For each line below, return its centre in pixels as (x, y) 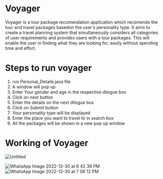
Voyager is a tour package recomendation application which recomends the (81, 22)
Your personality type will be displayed (51, 113)
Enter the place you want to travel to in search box (63, 118)
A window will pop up (34, 87)
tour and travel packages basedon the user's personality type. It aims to (78, 27)
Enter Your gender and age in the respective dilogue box (69, 92)
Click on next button (33, 97)
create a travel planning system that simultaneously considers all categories (81, 32)
